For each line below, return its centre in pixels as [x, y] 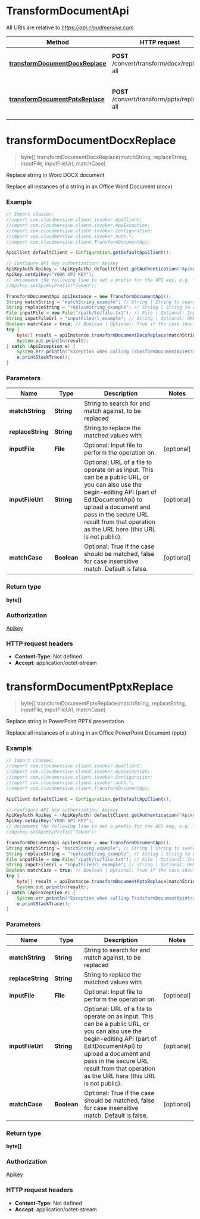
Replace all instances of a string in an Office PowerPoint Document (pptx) [96, 733]
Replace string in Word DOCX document [56, 175]
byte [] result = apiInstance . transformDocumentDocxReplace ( [93, 335]
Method [58, 42]
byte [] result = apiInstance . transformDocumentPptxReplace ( [93, 882]
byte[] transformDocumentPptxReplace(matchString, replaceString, [103, 704]
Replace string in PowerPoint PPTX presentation [65, 722]
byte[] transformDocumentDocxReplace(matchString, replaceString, [104, 157]
